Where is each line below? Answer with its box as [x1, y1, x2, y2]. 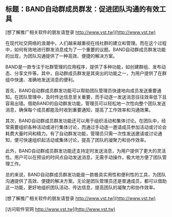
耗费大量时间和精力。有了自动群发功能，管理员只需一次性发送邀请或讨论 [5, 130, 158, 136]
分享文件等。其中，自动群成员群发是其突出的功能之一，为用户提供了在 [14, 70, 162, 76]
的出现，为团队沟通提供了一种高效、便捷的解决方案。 [5, 53, 118, 59]
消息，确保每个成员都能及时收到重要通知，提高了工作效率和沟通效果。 [5, 107, 154, 113]
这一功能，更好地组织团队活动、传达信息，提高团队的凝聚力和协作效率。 [5, 184, 158, 190]
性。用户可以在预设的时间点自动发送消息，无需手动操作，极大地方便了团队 [5, 154, 162, 160]
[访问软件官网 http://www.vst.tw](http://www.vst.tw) [5, 206, 116, 212]
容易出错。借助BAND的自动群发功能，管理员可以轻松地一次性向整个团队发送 [5, 100, 166, 106]
